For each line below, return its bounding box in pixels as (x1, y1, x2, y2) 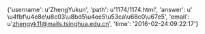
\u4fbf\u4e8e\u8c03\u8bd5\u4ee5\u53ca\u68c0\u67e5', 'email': (7, 13, 190, 21)
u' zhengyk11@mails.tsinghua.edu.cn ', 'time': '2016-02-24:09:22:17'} (7, 20, 199, 27)
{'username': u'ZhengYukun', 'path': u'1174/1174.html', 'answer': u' (7, 6, 193, 13)
